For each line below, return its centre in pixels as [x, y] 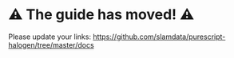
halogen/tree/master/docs [51, 44]
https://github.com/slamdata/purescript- [159, 37]
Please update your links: [50, 37]
